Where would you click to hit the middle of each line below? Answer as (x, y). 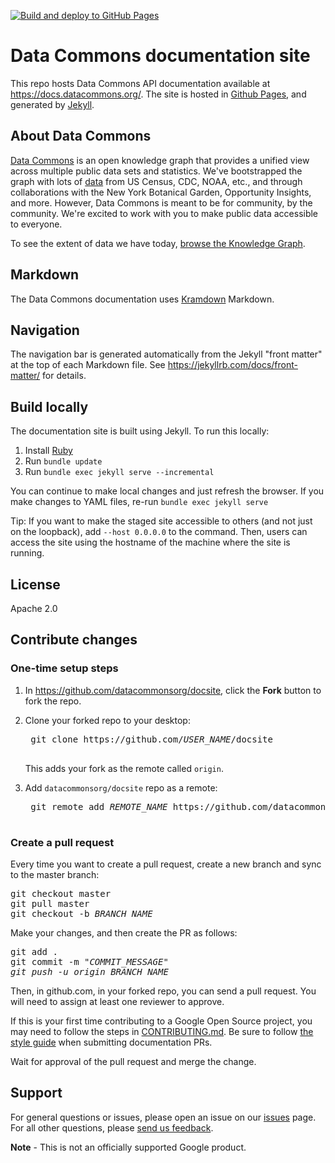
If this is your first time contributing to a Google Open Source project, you (161, 1021)
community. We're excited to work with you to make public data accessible (164, 213)
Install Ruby (48, 451)
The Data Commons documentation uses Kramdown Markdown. (142, 299)
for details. (64, 376)
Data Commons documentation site (160, 56)
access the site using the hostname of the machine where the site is (150, 542)
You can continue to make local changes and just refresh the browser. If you (167, 491)
